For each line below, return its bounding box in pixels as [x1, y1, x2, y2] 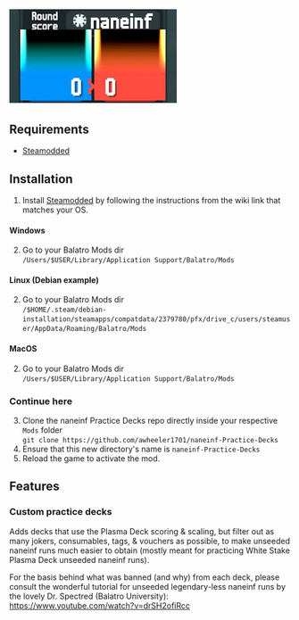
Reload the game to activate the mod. [21, 452, 161, 464]
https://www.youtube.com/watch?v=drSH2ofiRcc [9, 599, 190, 611]
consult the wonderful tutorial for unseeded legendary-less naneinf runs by [9, 581, 287, 591]
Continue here [9, 394, 73, 407]
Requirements [9, 121, 89, 136]
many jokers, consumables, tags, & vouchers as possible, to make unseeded [9, 535, 290, 546]
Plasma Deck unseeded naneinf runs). [9, 554, 150, 565]
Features [9, 479, 60, 494]
